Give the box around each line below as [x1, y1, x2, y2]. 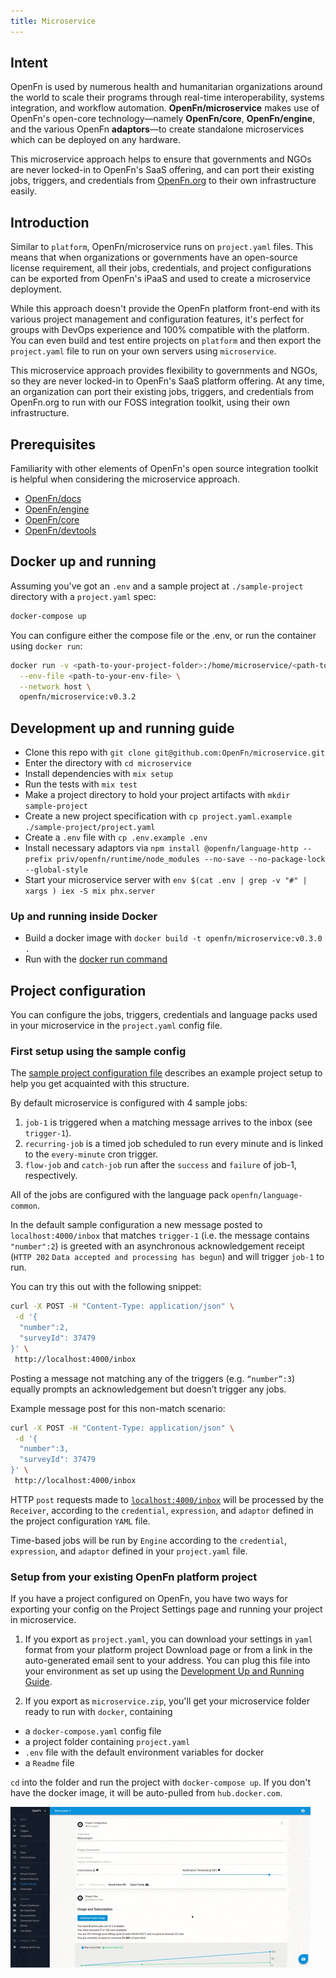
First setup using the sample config [10, 1045, 187, 1059]
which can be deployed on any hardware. [10, 134, 181, 146]
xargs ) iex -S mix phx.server [24, 886, 156, 897]
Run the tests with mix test [24, 778, 138, 790]
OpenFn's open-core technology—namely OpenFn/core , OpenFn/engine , [10, 113, 316, 125]
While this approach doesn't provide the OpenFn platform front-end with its [10, 303, 321, 315]
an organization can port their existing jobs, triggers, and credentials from [10, 386, 314, 398]
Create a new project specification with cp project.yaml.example [24, 810, 293, 822]
